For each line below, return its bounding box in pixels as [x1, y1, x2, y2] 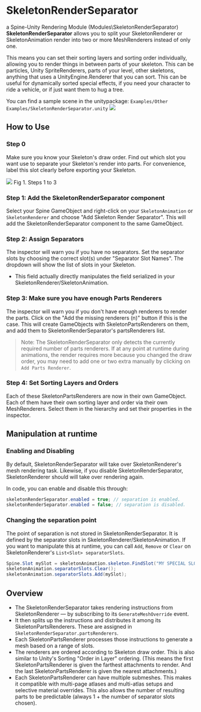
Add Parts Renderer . [20, 363, 71, 371]
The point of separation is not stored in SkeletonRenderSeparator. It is [6, 529, 178, 537]
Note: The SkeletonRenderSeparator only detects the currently [20, 338, 175, 346]
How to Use [6, 122, 50, 132]
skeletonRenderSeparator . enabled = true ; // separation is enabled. [6, 496, 181, 502]
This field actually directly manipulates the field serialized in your [14, 273, 175, 280]
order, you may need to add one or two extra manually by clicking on [20, 357, 190, 365]
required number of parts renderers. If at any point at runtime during [20, 345, 190, 352]
